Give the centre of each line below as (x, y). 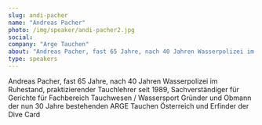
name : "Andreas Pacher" (47, 23)
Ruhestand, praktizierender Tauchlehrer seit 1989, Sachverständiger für (124, 89)
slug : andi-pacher (38, 15)
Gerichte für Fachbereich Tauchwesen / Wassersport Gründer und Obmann (130, 98)
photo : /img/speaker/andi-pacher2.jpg (71, 30)
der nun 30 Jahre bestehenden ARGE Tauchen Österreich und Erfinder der (129, 105)
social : (21, 37)
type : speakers (33, 59)
